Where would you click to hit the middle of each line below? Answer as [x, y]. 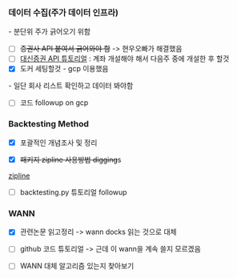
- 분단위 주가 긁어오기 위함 [49, 32]
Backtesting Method [49, 124]
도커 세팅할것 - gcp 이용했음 [64, 69]
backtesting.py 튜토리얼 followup [73, 192]
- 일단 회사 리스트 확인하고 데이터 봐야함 [71, 86]
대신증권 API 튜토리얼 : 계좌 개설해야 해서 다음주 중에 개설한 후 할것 [125, 58]
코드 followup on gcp [54, 103]
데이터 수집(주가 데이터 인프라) [63, 12]
